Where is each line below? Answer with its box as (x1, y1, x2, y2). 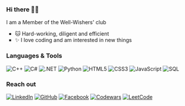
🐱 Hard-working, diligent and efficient (14, 30, 109, 37)
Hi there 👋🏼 (6, 5, 39, 14)
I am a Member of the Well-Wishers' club (6, 19, 106, 26)
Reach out (6, 80, 36, 88)
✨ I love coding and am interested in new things (14, 37, 132, 44)
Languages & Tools (6, 52, 62, 60)
